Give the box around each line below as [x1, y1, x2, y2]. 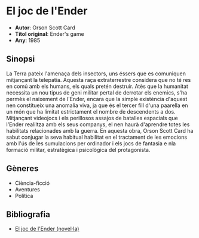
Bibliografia [6, 209, 51, 219]
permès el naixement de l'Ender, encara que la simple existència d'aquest [6, 95, 188, 102]
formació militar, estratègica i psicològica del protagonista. [6, 146, 151, 153]
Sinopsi [6, 54, 35, 64]
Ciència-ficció [14, 179, 50, 187]
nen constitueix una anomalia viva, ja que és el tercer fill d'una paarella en [6, 102, 188, 109]
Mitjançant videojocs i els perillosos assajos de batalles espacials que [6, 114, 178, 121]
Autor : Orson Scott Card [14, 24, 76, 31]
